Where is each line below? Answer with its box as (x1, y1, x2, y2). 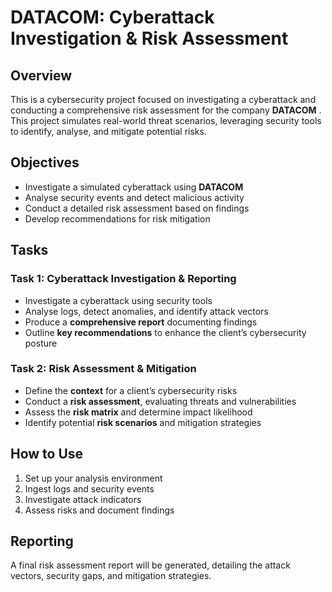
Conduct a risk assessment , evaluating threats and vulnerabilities (24, 395, 297, 407)
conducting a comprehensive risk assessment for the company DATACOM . (10, 104, 322, 116)
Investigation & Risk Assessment (10, 27, 289, 50)
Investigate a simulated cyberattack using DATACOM (24, 181, 244, 193)
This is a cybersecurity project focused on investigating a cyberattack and (10, 94, 317, 105)
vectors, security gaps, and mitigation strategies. (10, 570, 212, 582)
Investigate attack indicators (24, 493, 142, 505)
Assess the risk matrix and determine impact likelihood (24, 406, 253, 418)
